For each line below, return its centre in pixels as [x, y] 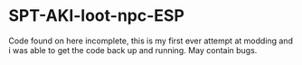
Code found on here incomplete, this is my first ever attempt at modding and [151, 41]
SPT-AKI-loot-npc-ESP [96, 16]
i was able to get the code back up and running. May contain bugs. [133, 50]
